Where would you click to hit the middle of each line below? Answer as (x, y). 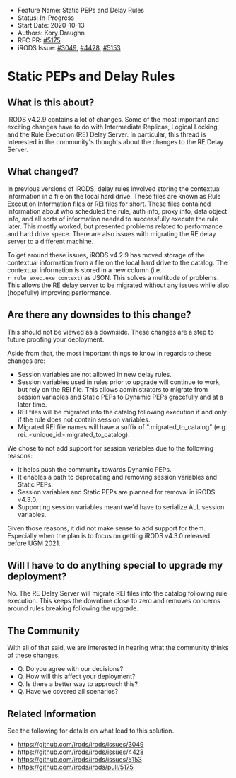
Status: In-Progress (46, 18)
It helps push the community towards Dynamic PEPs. (94, 469)
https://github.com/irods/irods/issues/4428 (81, 752)
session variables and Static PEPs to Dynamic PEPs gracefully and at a (120, 397)
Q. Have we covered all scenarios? (68, 692)
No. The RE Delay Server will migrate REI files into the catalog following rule (117, 593)
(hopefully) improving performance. (59, 292)
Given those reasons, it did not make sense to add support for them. (107, 528)
